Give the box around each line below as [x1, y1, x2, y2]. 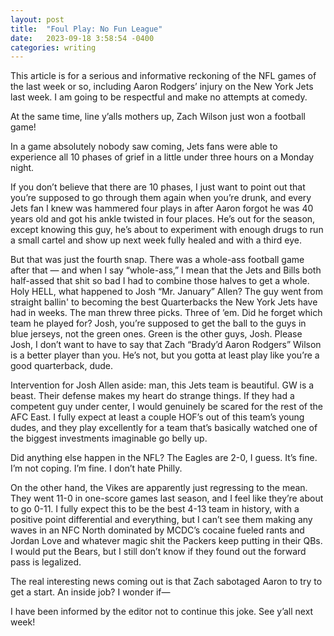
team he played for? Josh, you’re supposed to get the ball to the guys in [10, 317, 307, 330]
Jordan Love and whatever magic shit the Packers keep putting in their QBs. [10, 535, 323, 547]
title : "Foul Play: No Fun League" [10, 24, 163, 34]
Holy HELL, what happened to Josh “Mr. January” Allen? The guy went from [10, 286, 323, 298]
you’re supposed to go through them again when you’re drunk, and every [10, 192, 312, 204]
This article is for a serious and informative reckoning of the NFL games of [10, 70, 317, 82]
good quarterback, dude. [10, 360, 114, 372]
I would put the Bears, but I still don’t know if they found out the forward [10, 546, 307, 558]
